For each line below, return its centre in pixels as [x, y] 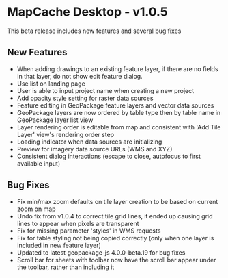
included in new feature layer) [59, 245]
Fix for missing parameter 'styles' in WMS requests [89, 231]
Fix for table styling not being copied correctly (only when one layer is [115, 238]
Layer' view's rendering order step [66, 134]
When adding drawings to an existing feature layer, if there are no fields [117, 68]
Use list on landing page [51, 84]
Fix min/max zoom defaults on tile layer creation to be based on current [117, 201]
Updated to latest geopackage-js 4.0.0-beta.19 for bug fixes [101, 252]
